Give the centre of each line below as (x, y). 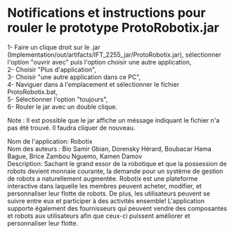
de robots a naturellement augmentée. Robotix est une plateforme (103, 178)
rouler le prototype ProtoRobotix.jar (113, 28)
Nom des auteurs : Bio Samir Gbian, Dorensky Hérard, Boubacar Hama (110, 149)
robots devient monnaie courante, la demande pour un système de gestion (115, 171)
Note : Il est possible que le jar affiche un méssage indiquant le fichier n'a (113, 120)
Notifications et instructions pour (106, 13)
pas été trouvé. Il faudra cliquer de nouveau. (71, 128)
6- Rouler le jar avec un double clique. (63, 106)
